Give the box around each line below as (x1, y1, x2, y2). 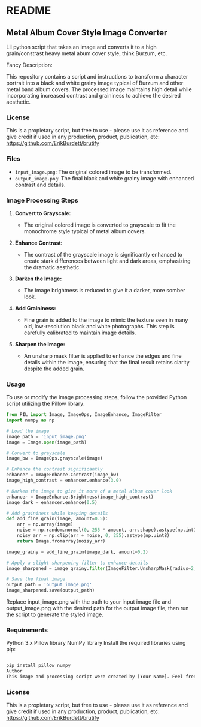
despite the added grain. (23, 365, 85, 372)
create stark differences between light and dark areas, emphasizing (23, 257, 191, 264)
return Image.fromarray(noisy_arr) (17, 538, 106, 544)
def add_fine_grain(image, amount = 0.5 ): (6, 516, 109, 522)
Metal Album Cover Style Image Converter (6, 28, 167, 38)
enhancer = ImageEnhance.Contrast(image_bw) (6, 472, 119, 478)
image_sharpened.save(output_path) (6, 587, 95, 593)
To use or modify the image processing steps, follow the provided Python (6, 394, 187, 401)
